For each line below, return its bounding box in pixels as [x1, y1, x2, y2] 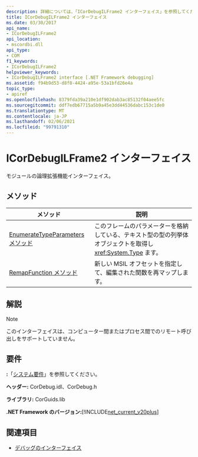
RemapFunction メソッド [9, 268, 78, 276]
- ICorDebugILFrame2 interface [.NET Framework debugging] [6, 75, 154, 81]
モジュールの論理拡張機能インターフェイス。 [6, 172, 114, 179]
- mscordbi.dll [6, 42, 44, 48]
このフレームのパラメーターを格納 [94, 221, 189, 230]
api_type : [6, 47, 31, 53]
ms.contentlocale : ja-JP [6, 113, 67, 119]
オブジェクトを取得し [94, 239, 154, 247]
